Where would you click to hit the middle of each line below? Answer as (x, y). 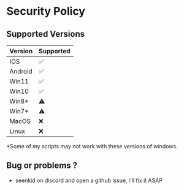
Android (21, 71)
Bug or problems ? (42, 166)
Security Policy (46, 11)
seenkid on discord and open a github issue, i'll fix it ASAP (89, 180)
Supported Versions (45, 34)
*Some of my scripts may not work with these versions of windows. (92, 146)
